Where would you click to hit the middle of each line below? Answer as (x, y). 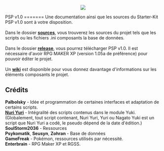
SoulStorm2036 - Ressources (36, 128)
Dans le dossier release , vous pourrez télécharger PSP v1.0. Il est (72, 48)
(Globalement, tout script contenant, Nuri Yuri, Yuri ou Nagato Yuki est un (80, 117)
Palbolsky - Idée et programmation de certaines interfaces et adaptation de (82, 102)
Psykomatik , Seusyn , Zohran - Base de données (55, 133)
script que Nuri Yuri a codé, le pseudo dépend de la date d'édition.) (74, 123)
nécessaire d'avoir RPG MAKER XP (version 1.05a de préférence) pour (76, 54)
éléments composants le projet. (37, 75)
